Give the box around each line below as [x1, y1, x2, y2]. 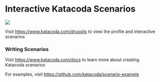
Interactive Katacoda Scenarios [5, 3, 136, 15]
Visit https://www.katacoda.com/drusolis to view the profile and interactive [5, 28, 156, 34]
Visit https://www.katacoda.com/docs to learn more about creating [5, 57, 140, 63]
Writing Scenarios [5, 46, 49, 52]
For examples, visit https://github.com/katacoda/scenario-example [5, 71, 139, 77]
